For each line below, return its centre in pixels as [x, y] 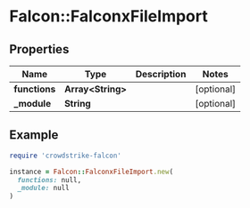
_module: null [43, 188]
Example [34, 135]
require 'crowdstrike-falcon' [66, 156]
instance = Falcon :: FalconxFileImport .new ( [92, 172]
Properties [39, 49]
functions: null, [50, 180]
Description [161, 74]
